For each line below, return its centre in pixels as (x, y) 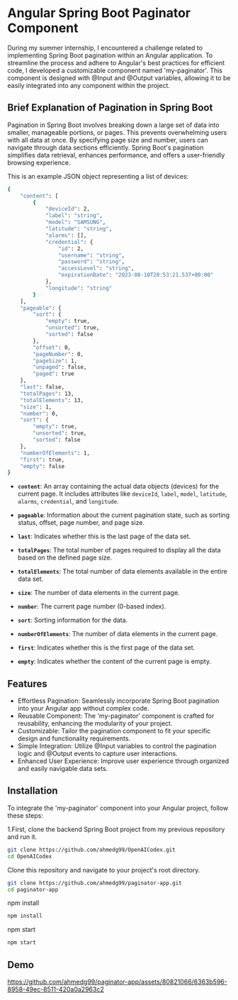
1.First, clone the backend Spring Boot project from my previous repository (116, 829)
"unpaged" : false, (60, 367)
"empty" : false (42, 466)
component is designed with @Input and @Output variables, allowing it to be (119, 78)
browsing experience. (39, 162)
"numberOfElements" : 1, (55, 453)
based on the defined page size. (64, 557)
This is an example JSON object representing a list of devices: (98, 176)
